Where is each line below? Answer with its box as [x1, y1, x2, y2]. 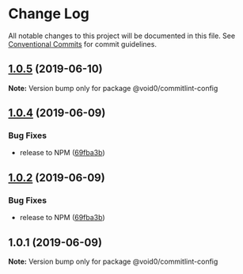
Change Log [8, 5, 89, 23]
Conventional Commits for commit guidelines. [8, 39, 157, 48]
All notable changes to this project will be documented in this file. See [8, 31, 236, 40]
